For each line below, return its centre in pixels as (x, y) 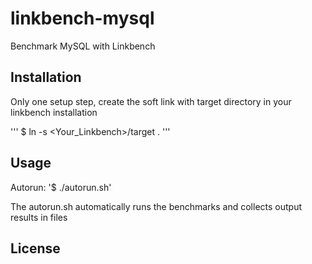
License (35, 248)
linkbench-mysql (82, 18)
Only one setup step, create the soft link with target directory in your (151, 101)
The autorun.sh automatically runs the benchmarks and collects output (156, 206)
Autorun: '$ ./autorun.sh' (61, 187)
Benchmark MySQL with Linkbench (83, 46)
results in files (39, 217)
